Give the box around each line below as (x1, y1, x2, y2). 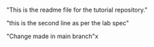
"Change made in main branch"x (6, 32, 99, 40)
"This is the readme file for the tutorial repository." (6, 6, 148, 14)
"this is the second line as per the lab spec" (6, 19, 129, 27)
